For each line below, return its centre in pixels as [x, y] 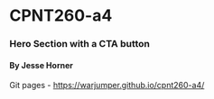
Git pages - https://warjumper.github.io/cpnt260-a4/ [107, 85]
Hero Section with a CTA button [80, 44]
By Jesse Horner [42, 65]
